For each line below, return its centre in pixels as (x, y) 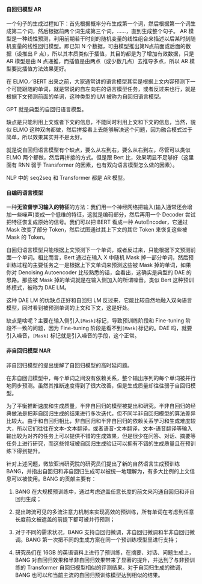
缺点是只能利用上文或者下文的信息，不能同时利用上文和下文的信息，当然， (98, 122)
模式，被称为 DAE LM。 (41, 287)
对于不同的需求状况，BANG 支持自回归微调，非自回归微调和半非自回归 (102, 532)
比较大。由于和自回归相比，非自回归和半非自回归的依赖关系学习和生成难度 (98, 420)
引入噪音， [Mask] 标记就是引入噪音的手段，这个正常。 (73, 336)
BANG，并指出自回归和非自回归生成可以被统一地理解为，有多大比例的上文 (98, 471)
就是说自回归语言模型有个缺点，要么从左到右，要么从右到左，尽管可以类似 (98, 150)
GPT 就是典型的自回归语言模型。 (47, 109)
